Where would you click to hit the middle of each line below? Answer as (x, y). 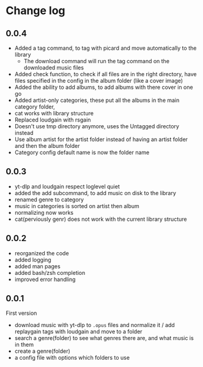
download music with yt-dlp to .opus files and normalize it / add (94, 325)
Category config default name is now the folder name (82, 152)
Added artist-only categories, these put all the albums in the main (97, 100)
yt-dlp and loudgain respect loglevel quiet (67, 186)
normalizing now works (44, 212)
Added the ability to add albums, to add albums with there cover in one (104, 87)
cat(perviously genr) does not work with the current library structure (101, 219)
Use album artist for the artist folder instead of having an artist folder (101, 139)
